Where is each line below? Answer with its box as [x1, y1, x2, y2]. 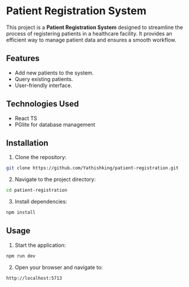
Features [6, 53, 40, 63]
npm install [6, 209, 36, 215]
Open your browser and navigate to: [14, 263, 103, 270]
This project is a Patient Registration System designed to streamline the [6, 24, 184, 31]
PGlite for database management [14, 121, 96, 128]
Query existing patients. [14, 75, 73, 82]
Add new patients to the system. [14, 69, 94, 76]
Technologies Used [6, 99, 79, 109]
